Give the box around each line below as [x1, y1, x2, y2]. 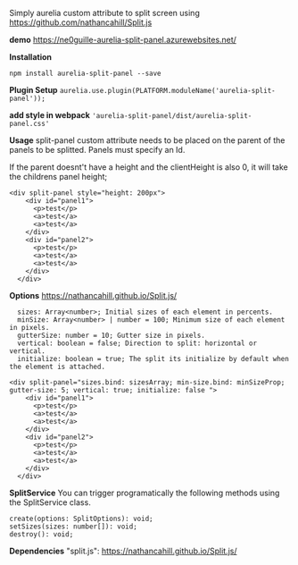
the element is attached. [9, 362, 105, 371]
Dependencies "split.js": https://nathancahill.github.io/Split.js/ [9, 545, 237, 556]
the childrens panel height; [9, 172, 108, 181]
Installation [9, 52, 52, 62]
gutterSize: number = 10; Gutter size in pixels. [17, 331, 205, 340]
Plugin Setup [9, 85, 58, 95]
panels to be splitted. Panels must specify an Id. [9, 145, 186, 155]
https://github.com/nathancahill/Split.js [9, 17, 153, 28]
